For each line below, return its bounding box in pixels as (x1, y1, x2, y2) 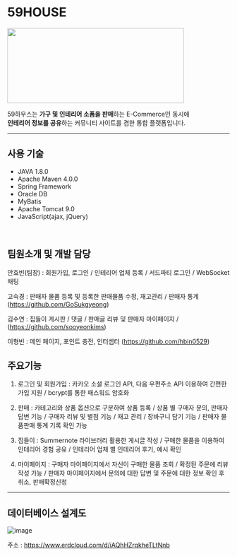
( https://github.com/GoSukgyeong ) (7, 300, 109, 308)
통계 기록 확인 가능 (36, 421, 88, 430)
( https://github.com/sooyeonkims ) (7, 322, 107, 331)
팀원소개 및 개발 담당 (7, 248, 91, 260)
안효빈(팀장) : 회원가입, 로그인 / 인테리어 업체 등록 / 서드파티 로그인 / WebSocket (7, 268, 230, 276)
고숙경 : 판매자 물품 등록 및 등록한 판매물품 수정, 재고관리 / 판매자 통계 (7, 292, 199, 300)
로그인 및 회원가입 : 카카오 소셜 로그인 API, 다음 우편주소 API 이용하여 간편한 (17, 379, 227, 389)
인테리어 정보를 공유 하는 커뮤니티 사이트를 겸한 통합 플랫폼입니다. (7, 118, 186, 127)
